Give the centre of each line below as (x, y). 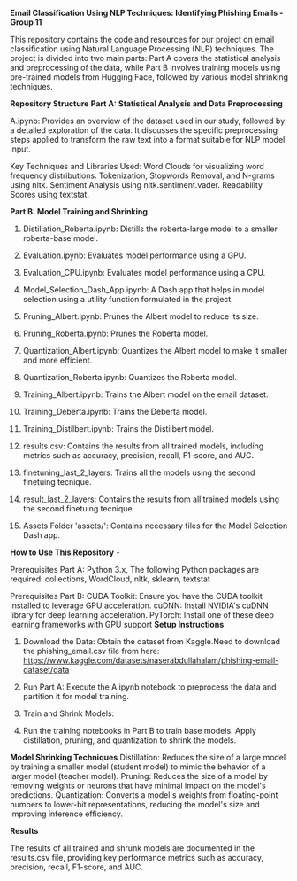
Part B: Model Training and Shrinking (79, 211)
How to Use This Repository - (65, 552)
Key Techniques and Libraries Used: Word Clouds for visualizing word (137, 166)
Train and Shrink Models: (68, 713)
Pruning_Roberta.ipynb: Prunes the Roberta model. (115, 333)
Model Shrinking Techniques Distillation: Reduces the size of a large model (148, 757)
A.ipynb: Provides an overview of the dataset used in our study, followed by (148, 121)
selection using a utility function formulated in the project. (128, 299)
